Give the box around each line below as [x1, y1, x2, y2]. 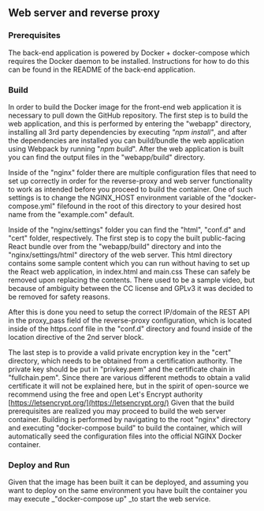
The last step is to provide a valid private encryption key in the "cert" [8, 347, 232, 357]
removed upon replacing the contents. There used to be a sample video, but [8, 275, 255, 285]
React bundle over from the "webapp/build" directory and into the [8, 241, 222, 251]
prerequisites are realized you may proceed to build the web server [8, 406, 226, 416]
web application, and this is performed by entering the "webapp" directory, [8, 118, 252, 129]
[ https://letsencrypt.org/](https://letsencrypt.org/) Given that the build [8, 397, 235, 407]
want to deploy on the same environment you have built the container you [8, 486, 247, 495]
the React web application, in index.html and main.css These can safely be [8, 267, 251, 276]
